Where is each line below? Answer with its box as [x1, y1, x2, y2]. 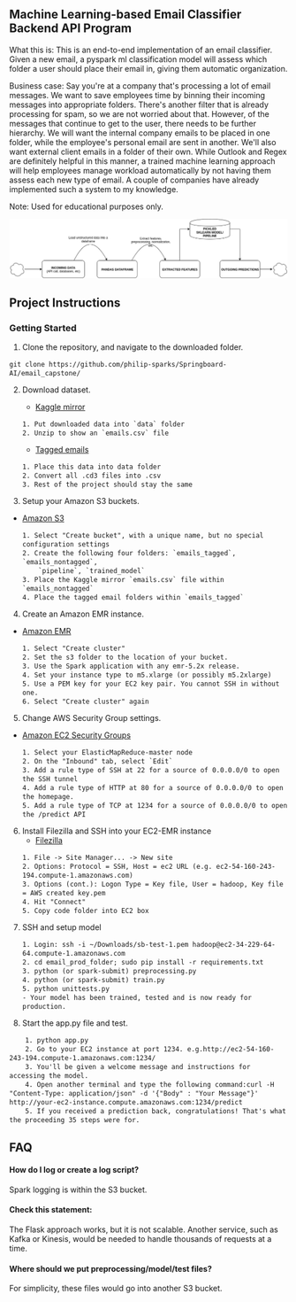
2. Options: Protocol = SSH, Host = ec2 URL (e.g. [21, 863, 213, 872]
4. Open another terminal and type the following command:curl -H [25, 1081, 275, 1089]
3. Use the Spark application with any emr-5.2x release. [21, 662, 240, 671]
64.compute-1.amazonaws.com [21, 949, 125, 958]
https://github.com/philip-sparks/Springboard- [48, 360, 227, 369]
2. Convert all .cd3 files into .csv [21, 471, 162, 481]
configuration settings [21, 540, 110, 549]
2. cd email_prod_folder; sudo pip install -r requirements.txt [21, 958, 264, 967]
